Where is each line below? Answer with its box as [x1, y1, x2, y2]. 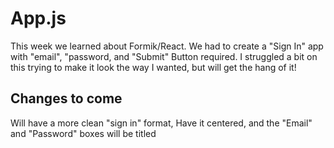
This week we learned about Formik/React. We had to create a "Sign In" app [10, 40, 324, 52]
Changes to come [10, 90, 123, 107]
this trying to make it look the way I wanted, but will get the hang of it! [10, 61, 297, 73]
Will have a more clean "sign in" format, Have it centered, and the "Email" [10, 117, 313, 129]
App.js [10, 7, 67, 30]
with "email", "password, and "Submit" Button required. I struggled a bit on [10, 50, 318, 62]
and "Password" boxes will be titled [10, 127, 157, 139]
